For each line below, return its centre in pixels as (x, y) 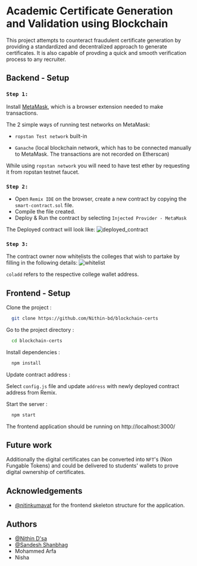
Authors (22, 524)
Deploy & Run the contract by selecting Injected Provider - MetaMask (101, 218)
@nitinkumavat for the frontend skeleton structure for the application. (100, 505)
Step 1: (17, 94)
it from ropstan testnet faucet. (43, 172)
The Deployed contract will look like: (51, 229)
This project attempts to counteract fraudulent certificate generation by (94, 40)
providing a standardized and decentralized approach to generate (87, 47)
